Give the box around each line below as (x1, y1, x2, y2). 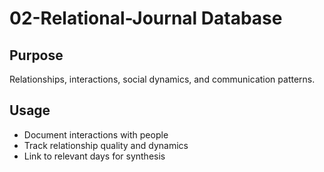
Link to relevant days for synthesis (23, 150, 166, 162)
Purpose (9, 47, 64, 64)
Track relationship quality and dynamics (23, 139, 189, 151)
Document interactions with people (23, 128, 169, 141)
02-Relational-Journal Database (9, 7, 283, 30)
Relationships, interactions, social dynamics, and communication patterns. (9, 73, 316, 85)
